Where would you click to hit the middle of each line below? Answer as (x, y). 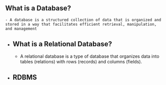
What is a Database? (38, 8)
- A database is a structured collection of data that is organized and (83, 20)
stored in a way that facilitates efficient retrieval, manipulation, (81, 24)
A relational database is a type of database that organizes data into (90, 56)
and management (21, 29)
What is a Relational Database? (62, 44)
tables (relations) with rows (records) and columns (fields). (81, 61)
